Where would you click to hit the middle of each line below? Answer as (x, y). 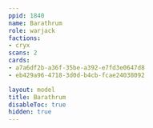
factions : (25, 38)
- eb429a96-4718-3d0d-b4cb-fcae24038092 (77, 75)
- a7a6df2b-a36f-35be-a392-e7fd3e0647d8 (77, 68)
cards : (19, 61)
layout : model (32, 90)
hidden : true (30, 112)
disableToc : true (37, 105)
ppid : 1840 (26, 16)
